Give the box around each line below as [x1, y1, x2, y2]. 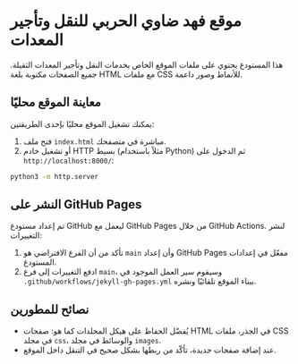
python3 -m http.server [10, 172, 99, 181]
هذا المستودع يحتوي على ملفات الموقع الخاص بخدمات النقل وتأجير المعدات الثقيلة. [10, 59, 284, 70]
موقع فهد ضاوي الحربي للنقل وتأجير [10, 11, 243, 31]
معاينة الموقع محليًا [10, 95, 102, 110]
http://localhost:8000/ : [22, 155, 115, 165]
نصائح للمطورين [10, 301, 89, 317]
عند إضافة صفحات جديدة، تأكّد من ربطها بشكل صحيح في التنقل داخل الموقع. [22, 344, 277, 355]
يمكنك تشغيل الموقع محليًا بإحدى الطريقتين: [10, 118, 155, 129]
